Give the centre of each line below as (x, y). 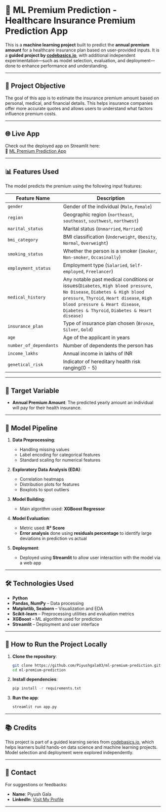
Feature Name (33, 198)
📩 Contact (21, 773)
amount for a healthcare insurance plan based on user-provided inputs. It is (82, 50)
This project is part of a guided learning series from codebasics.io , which (80, 742)
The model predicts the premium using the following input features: (74, 186)
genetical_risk (25, 365)
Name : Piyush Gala (32, 794)
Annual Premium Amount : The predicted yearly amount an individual (83, 403)
